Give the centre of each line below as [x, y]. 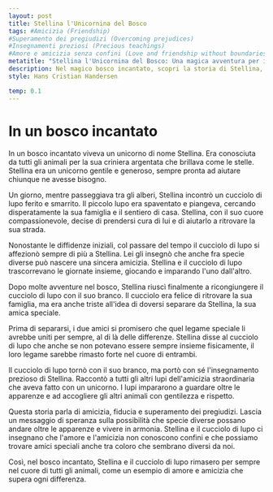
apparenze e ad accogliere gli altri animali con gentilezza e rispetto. [121, 396]
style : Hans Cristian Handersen [63, 76]
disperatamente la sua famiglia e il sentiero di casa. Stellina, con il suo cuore [136, 213]
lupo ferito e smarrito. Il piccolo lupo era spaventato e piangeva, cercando [132, 204]
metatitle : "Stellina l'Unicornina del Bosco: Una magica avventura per [134, 62]
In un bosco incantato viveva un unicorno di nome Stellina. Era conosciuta [132, 153]
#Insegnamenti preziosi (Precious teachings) [87, 46]
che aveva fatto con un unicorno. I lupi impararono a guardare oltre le [124, 387]
